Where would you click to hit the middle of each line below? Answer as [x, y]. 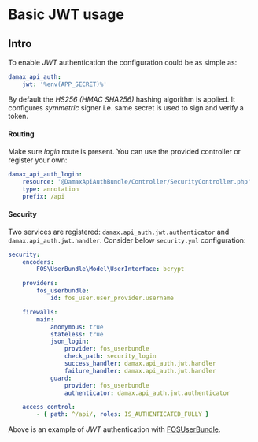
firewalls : [40, 312]
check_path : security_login [110, 356]
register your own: [38, 160]
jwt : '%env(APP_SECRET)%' [65, 84]
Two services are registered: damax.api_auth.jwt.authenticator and [119, 232]
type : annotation [51, 189]
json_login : [70, 342]
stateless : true [77, 334]
